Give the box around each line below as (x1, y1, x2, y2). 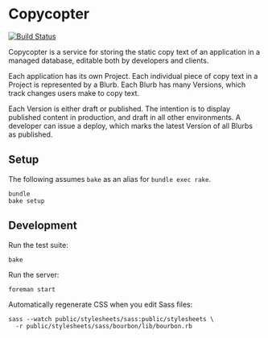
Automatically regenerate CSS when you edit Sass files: (8, 299, 193, 309)
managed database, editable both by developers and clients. (8, 56, 209, 65)
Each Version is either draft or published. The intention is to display (8, 104, 231, 113)
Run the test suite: (8, 240, 68, 249)
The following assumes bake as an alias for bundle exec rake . (8, 174, 212, 183)
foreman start (8, 285, 56, 294)
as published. (8, 130, 53, 139)
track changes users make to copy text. (8, 88, 139, 97)
